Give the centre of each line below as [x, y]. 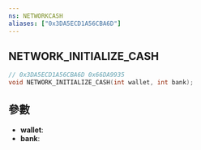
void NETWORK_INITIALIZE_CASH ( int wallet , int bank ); [101, 83]
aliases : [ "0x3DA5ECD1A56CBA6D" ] [65, 24]
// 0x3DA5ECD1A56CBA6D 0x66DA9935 [67, 75]
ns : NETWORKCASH [36, 16]
